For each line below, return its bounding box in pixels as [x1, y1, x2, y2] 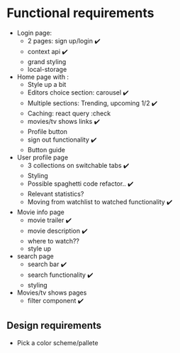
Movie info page [16, 208, 65, 216]
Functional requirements [6, 5, 154, 21]
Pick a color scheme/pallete [16, 338, 99, 347]
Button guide [27, 145, 65, 154]
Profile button [27, 127, 68, 136]
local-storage [27, 65, 67, 73]
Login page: [16, 28, 52, 37]
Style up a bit [27, 80, 67, 88]
